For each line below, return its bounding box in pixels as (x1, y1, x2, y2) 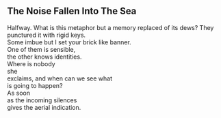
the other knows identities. (7, 53, 82, 61)
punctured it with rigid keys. (7, 31, 86, 39)
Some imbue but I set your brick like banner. (7, 38, 131, 46)
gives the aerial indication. (7, 103, 81, 111)
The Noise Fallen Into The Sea (7, 5, 137, 17)
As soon (7, 89, 31, 97)
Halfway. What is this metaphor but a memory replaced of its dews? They (7, 23, 214, 31)
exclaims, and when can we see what (7, 74, 113, 83)
